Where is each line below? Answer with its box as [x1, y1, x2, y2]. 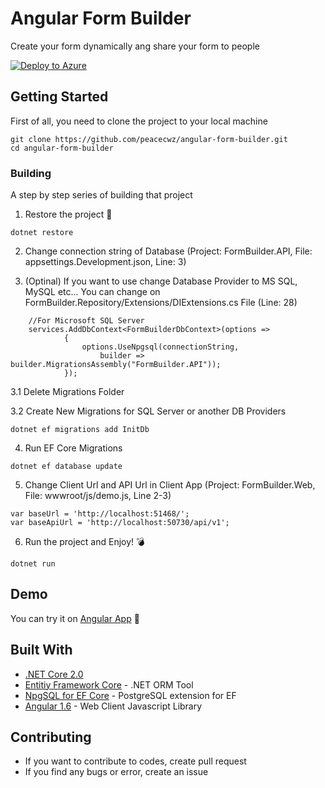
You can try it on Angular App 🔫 [10, 612, 140, 624]
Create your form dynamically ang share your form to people [10, 40, 260, 52]
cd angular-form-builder [10, 143, 114, 153]
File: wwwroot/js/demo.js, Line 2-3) [24, 490, 172, 502]
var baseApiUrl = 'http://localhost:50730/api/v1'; [10, 518, 230, 528]
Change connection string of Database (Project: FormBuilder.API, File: [24, 245, 313, 257]
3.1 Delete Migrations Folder [10, 386, 125, 398]
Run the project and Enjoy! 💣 [24, 536, 145, 548]
